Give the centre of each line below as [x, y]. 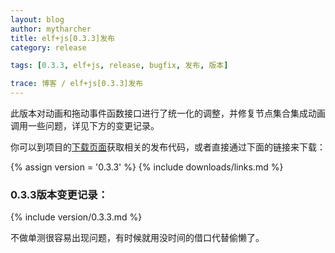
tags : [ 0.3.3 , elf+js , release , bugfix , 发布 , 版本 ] [119, 66]
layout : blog [37, 19]
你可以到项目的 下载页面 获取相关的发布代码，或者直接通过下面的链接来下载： [168, 147]
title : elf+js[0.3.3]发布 [62, 38]
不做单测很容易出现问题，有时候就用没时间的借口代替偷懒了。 [137, 238]
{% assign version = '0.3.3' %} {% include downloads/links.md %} [147, 167]
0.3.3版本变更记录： [59, 194]
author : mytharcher [51, 29]
